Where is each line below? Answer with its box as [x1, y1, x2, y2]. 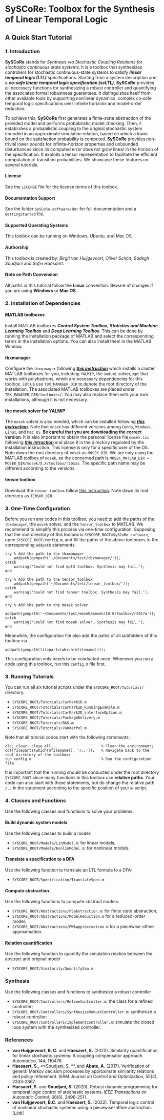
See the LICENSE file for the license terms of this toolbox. [5, 184, 119, 190]
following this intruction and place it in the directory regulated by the [5, 440, 144, 445]
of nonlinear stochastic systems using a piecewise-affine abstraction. [12, 1104, 152, 1110]
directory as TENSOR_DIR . [5, 492, 54, 499]
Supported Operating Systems [5, 222, 68, 228]
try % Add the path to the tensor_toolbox [5, 577, 93, 582]
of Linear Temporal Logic [5, 14, 108, 25]
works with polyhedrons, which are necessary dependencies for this [5, 376, 143, 382]
